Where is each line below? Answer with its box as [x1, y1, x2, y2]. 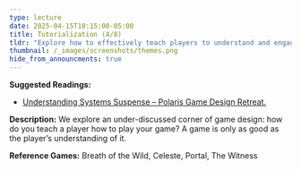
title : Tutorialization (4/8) [9, 30, 123, 38]
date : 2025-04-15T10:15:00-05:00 [9, 21, 134, 30]
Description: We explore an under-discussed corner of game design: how [9, 114, 283, 124]
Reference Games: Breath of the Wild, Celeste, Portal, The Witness [9, 150, 258, 161]
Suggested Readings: [9, 80, 91, 89]
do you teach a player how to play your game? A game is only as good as [9, 123, 279, 134]
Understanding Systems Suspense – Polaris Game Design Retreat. [21, 97, 267, 107]
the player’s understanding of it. [9, 133, 127, 143]
